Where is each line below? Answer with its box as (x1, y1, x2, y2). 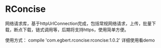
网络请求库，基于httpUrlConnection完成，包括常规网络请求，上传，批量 (5, 20, 152, 26)
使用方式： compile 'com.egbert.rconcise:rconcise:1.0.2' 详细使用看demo (5, 37, 155, 43)
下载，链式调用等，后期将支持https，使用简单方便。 (22, 26, 129, 33)
